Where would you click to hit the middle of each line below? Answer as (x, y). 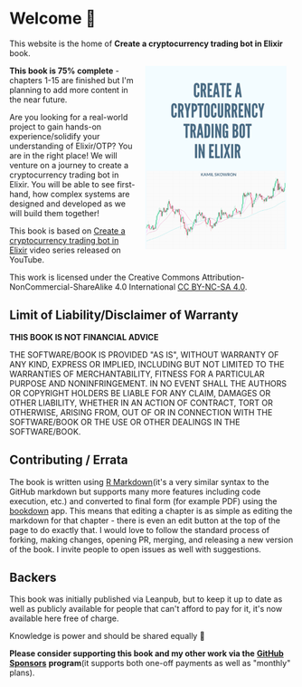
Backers (33, 577)
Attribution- (223, 277)
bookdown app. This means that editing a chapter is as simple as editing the (151, 510)
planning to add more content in (69, 90)
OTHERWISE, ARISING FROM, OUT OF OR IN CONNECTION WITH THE (141, 412)
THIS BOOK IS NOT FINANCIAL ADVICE (84, 337)
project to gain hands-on (56, 127)
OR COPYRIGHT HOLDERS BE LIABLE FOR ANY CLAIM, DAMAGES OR (140, 393)
